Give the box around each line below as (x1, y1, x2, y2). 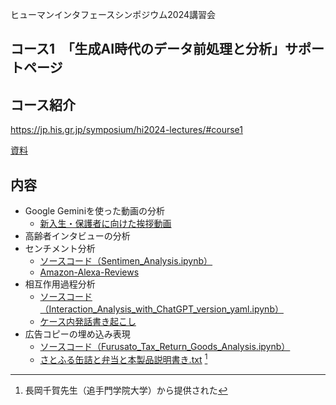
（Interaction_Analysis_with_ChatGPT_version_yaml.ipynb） (39, 303, 284, 315)
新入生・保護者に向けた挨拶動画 (39, 218, 172, 230)
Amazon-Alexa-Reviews (39, 266, 140, 278)
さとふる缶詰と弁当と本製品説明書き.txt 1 (39, 352, 208, 365)
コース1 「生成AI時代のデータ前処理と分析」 (10, 41, 286, 58)
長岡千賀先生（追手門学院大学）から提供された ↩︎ (24, 384, 228, 396)
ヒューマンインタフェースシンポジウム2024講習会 (10, 9, 217, 20)
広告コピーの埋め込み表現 (24, 328, 131, 340)
